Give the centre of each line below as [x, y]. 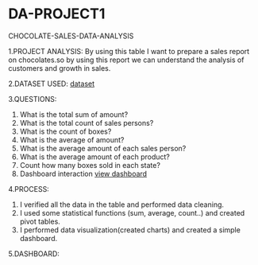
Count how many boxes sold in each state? [90, 165]
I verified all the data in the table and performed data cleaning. [122, 205]
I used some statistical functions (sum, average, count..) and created [132, 212]
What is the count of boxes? [65, 131]
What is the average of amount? [72, 139]
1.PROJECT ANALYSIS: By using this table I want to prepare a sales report [129, 51]
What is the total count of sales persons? [87, 123]
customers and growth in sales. [60, 68]
